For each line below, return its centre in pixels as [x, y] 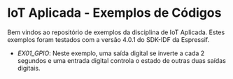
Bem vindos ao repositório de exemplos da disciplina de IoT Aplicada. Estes [116, 32]
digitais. [29, 68]
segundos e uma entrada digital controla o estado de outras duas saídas [121, 60]
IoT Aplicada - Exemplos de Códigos [114, 13]
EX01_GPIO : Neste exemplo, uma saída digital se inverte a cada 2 [111, 53]
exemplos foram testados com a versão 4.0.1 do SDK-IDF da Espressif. [108, 39]
